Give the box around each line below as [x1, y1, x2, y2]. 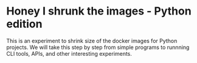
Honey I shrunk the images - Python [6, 4, 192, 18]
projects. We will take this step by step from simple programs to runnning [6, 44, 190, 51]
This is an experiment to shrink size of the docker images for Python [6, 37, 178, 44]
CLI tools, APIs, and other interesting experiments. [6, 50, 133, 57]
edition [6, 17, 43, 31]
